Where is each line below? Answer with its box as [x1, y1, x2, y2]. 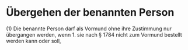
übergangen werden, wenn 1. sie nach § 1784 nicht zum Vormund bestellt [6, 31, 182, 38]
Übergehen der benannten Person [6, 6, 175, 19]
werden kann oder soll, [6, 37, 61, 44]
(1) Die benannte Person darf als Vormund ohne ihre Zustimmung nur [6, 25, 172, 32]
